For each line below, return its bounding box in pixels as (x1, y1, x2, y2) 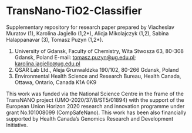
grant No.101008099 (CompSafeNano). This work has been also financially (6, 109, 187, 116)
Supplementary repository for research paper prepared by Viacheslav (6, 24, 175, 31)
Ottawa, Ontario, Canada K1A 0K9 (14, 78, 97, 86)
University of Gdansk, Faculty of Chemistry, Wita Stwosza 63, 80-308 (14, 47, 184, 54)
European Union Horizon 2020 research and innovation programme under (6, 102, 185, 109)
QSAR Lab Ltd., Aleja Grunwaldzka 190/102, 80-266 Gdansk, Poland (14, 66, 179, 73)
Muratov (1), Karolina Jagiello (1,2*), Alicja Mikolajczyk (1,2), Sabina (6, 29, 169, 36)
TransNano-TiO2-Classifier (6, 4, 142, 18)
